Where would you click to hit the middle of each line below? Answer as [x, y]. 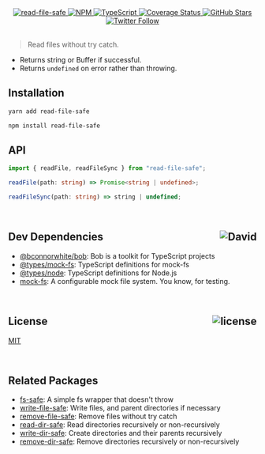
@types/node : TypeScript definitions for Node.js [98, 273]
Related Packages [53, 381]
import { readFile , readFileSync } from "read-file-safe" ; [107, 168]
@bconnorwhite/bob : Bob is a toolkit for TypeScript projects [117, 255]
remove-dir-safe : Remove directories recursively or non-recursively [129, 441]
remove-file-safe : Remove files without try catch [98, 416]
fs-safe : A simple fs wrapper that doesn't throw [96, 399]
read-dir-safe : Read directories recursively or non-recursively [120, 425]
